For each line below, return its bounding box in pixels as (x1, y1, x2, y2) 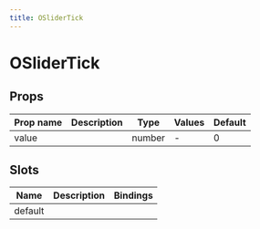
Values (173, 116, 205, 129)
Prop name (14, 116, 63, 129)
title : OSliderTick (9, 13, 84, 23)
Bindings (113, 189, 153, 202)
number (131, 131, 166, 144)
